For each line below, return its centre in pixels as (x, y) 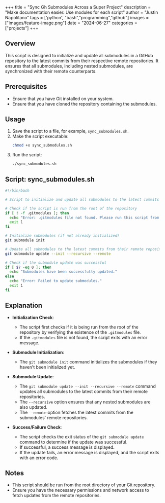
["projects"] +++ (22, 28)
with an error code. (39, 458)
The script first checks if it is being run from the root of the (79, 327)
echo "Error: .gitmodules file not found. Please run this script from (84, 217)
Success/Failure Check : (37, 427)
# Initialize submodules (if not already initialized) (62, 236)
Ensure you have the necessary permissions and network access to (81, 490)
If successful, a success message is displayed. (67, 447)
